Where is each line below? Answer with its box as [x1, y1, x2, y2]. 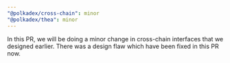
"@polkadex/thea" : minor [7, 16, 78, 23]
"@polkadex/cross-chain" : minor [7, 9, 100, 17]
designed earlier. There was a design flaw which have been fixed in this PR [7, 42, 219, 50]
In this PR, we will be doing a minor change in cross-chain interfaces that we [7, 35, 224, 43]
